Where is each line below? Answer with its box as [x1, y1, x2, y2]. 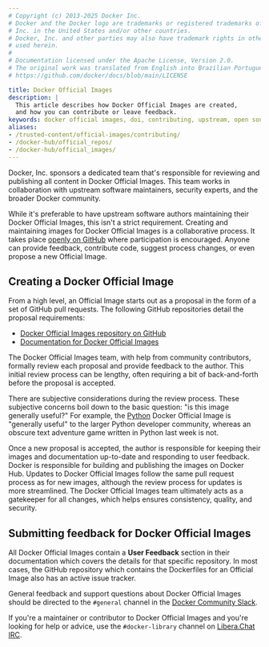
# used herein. [8, 42, 59, 50]
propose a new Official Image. [8, 251, 107, 261]
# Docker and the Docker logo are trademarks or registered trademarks [8, 19, 252, 27]
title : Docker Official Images [8, 86, 113, 94]
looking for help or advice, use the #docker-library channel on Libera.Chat [8, 621, 255, 631]
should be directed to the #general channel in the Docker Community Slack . [8, 597, 258, 607]
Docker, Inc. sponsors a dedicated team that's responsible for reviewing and [8, 168, 260, 177]
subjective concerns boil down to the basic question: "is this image [8, 402, 230, 412]
